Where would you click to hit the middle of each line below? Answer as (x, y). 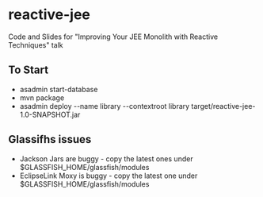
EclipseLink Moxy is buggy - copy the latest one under (109, 176)
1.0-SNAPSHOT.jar (50, 114)
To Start (29, 70)
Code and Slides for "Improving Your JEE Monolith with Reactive (113, 37)
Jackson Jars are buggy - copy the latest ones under (106, 158)
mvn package (42, 98)
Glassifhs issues (50, 139)
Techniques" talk (36, 44)
